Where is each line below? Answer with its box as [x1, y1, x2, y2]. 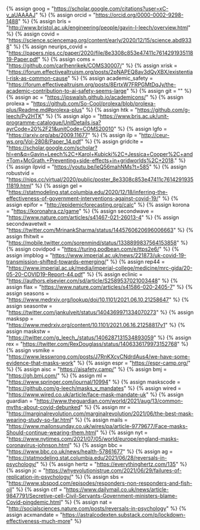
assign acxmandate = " [6, 512, 63, 518]
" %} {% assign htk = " [82, 107, 137, 113]
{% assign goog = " [6, 5, 55, 12]
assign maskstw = [6, 328, 51, 335]
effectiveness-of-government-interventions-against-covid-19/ [6, 195, 159, 202]
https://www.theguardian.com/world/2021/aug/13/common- [36, 397, 183, 404]
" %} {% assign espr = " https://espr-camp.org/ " [73, 360, 190, 366]
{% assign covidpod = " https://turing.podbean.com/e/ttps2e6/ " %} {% [6, 245, 180, 252]
